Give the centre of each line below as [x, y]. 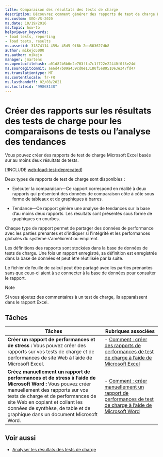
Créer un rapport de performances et [51, 340]
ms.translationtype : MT [29, 73]
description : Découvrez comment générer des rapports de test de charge [80, 14]
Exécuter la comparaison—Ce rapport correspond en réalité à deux [79, 189]
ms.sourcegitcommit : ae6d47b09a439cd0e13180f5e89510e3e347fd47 [70, 69]
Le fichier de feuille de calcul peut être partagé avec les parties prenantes [79, 268]
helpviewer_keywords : [27, 32]
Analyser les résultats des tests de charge [54, 450]
